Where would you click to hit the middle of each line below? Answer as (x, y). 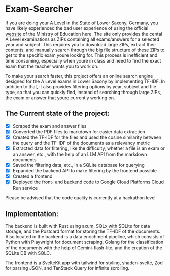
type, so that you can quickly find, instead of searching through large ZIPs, (83, 92)
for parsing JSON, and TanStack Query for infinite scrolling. (67, 268)
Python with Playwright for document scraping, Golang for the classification (84, 242)
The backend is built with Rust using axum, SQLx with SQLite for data (78, 226)
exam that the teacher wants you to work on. (52, 66)
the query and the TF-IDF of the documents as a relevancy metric (81, 143)
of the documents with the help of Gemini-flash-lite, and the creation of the (84, 248)
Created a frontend (32, 176)
